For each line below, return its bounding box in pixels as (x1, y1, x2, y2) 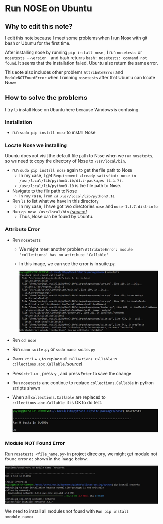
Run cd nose (12, 337, 37, 343)
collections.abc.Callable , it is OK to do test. (12, 400, 103, 406)
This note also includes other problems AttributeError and (5, 69, 123, 75)
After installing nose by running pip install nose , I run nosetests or (5, 49, 142, 55)
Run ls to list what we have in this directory (12, 198, 99, 204)
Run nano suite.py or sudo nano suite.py (12, 346, 96, 352)
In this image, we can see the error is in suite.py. (19, 261, 116, 267)
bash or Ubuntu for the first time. (5, 40, 71, 46)
